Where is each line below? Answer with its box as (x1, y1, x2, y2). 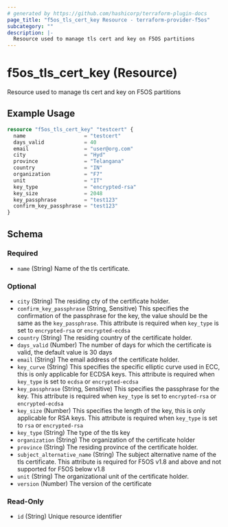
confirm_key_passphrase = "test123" (13, 203, 118, 210)
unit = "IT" (13, 177, 103, 184)
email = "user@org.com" (13, 145, 134, 152)
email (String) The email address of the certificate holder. (16, 355, 180, 364)
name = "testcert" (13, 132, 122, 139)
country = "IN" (13, 164, 103, 172)
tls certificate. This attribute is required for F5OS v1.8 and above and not (16, 458, 222, 466)
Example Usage (7, 108, 76, 120)
